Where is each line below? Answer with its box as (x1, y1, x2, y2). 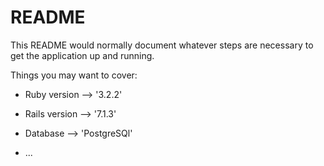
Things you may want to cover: (10, 69, 138, 81)
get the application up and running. (10, 49, 155, 61)
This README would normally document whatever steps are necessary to (10, 39, 314, 51)
